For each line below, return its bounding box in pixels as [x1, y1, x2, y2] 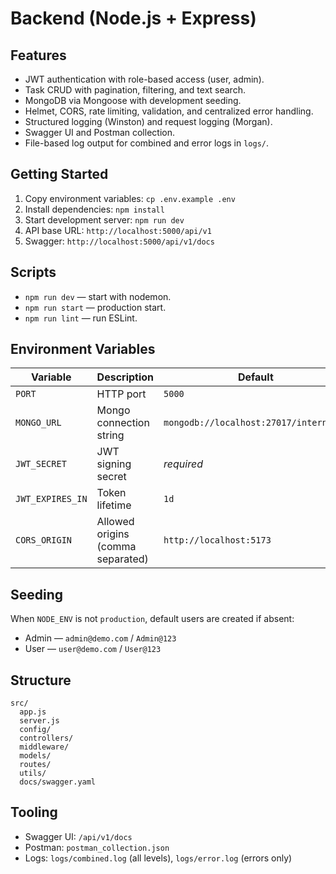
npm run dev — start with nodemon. [24, 290, 172, 302]
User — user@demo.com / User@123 [24, 643, 162, 655]
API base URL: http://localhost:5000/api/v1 [24, 224, 212, 236]
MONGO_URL [15, 417, 62, 429]
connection [96, 416, 150, 430]
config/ [19, 725, 52, 735]
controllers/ [19, 733, 74, 744]
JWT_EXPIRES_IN [15, 493, 88, 505]
